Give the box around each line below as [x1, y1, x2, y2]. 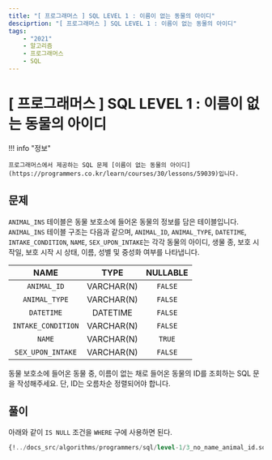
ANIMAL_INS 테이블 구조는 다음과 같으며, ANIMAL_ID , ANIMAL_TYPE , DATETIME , [8, 226, 247, 236]
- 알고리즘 [23, 42, 53, 50]
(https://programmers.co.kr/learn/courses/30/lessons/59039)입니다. [8, 170, 240, 178]
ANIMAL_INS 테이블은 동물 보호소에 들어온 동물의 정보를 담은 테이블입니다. [8, 217, 239, 226]
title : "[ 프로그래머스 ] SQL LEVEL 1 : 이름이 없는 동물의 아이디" [8, 11, 215, 20]
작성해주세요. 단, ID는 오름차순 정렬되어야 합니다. [16, 378, 172, 388]
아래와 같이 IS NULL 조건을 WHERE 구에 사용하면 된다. [8, 428, 172, 437]
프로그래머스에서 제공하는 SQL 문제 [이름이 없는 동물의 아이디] [8, 161, 191, 169]
